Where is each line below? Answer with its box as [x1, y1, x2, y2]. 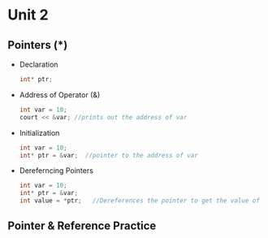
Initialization [19, 128, 60, 137]
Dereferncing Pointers [19, 166, 94, 175]
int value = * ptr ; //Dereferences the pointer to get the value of [19, 197, 261, 205]
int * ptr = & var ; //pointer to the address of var [19, 151, 198, 159]
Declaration [19, 59, 58, 69]
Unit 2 [7, 6, 50, 24]
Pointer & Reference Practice [7, 219, 157, 233]
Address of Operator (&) [19, 89, 101, 99]
